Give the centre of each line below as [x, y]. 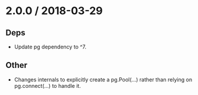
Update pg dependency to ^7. [50, 47]
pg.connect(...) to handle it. [48, 86]
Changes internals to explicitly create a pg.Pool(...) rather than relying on [103, 79]
